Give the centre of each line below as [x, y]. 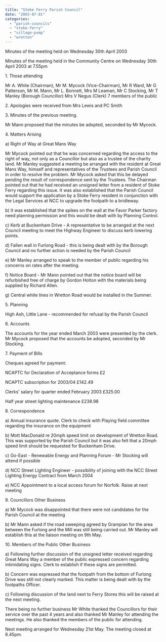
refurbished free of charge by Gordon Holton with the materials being [76, 280]
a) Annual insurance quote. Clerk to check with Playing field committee [77, 420]
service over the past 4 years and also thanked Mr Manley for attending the [82, 614]
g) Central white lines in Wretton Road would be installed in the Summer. [79, 295]
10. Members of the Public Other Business [48, 544]
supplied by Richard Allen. [32, 285]
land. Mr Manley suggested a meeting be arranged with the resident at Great [83, 164]
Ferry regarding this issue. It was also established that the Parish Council [79, 190]
